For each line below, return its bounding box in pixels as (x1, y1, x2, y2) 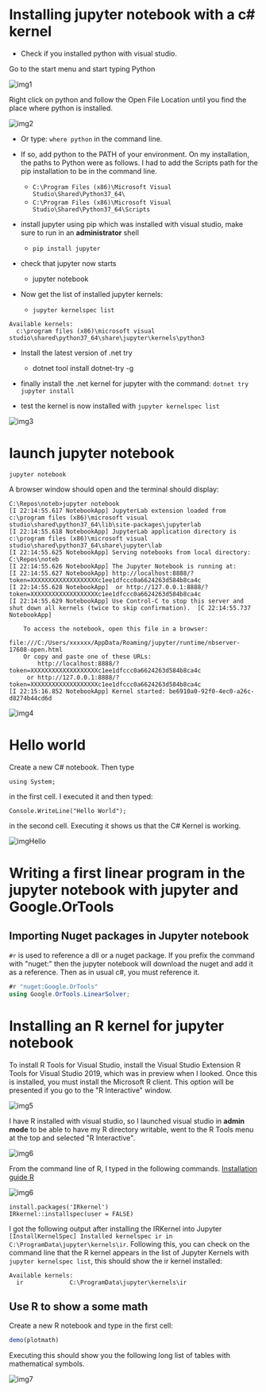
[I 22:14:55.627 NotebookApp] (9, 569, 110, 577)
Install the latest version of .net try (20, 348, 133, 357)
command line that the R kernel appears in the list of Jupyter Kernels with (9, 1247, 249, 1257)
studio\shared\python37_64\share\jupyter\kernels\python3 (9, 334, 205, 342)
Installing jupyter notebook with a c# (9, 6, 256, 24)
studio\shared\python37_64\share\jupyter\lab (9, 542, 162, 549)
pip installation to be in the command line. (20, 166, 157, 175)
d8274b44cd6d (9, 694, 52, 702)
